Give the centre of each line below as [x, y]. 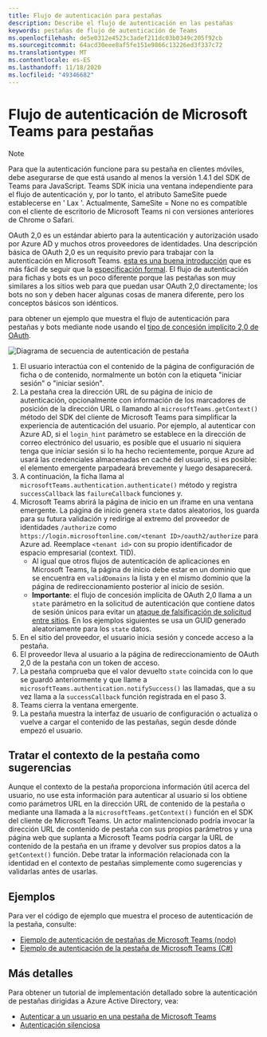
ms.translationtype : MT [48, 53]
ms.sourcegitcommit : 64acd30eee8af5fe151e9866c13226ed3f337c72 [116, 45]
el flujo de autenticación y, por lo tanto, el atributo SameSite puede [118, 194]
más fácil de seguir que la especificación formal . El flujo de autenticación [128, 269]
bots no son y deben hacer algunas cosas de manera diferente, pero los [126, 294]
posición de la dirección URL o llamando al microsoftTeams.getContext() [139, 408]
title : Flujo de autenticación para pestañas [85, 16]
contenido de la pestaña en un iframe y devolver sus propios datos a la [125, 846]
